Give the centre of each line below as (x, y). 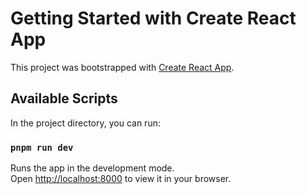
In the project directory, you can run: (85, 123)
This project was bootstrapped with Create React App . (122, 67)
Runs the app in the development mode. (92, 168)
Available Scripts (64, 98)
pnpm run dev (42, 147)
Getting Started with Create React (153, 18)
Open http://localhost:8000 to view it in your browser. (121, 179)
